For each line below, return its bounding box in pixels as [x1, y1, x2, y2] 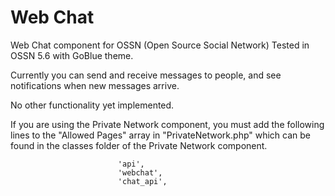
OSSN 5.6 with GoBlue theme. [10, 49, 134, 61]
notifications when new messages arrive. [10, 79, 180, 91]
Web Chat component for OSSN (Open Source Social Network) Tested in [10, 39, 310, 51]
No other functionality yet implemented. [10, 99, 175, 111]
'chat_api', [117, 176, 168, 186]
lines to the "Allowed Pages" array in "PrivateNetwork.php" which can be [10, 129, 312, 141]
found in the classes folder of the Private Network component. [10, 139, 268, 151]
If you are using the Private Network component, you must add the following [10, 118, 325, 130]
